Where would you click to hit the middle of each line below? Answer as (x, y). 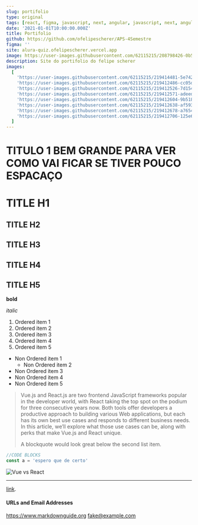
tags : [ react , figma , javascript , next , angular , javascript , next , (92, 22)
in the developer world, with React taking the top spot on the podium (104, 401)
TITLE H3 (23, 245)
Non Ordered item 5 (39, 384)
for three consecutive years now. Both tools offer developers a (96, 408)
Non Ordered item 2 (47, 365)
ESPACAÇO (34, 176)
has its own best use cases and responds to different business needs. (105, 420)
